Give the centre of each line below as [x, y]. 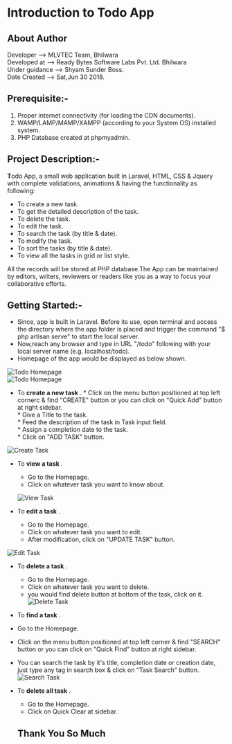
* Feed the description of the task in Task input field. [92, 422]
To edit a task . [39, 511]
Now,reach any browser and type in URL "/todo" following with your [114, 344]
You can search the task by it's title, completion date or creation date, [116, 663]
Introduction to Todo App [81, 13]
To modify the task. [45, 241]
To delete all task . [44, 691]
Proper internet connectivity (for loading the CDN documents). [106, 115]
